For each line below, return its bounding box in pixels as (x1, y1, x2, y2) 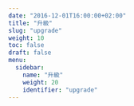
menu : (8, 57, 26, 65)
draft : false (8, 49, 52, 57)
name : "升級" (22, 71, 64, 79)
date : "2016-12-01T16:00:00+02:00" (8, 11, 127, 20)
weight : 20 (22, 78, 59, 86)
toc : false (8, 41, 45, 49)
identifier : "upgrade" (22, 85, 98, 94)
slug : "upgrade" (8, 26, 62, 34)
